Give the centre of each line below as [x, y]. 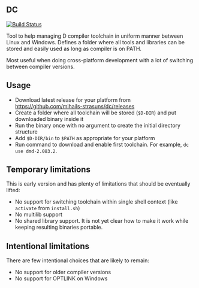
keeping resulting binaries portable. [59, 228]
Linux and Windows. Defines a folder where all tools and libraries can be [95, 42]
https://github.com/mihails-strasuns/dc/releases [75, 106]
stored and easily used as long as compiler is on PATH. [74, 48]
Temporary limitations [49, 170]
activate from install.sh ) [47, 208]
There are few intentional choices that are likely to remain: [78, 260]
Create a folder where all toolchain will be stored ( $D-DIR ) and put [96, 113]
